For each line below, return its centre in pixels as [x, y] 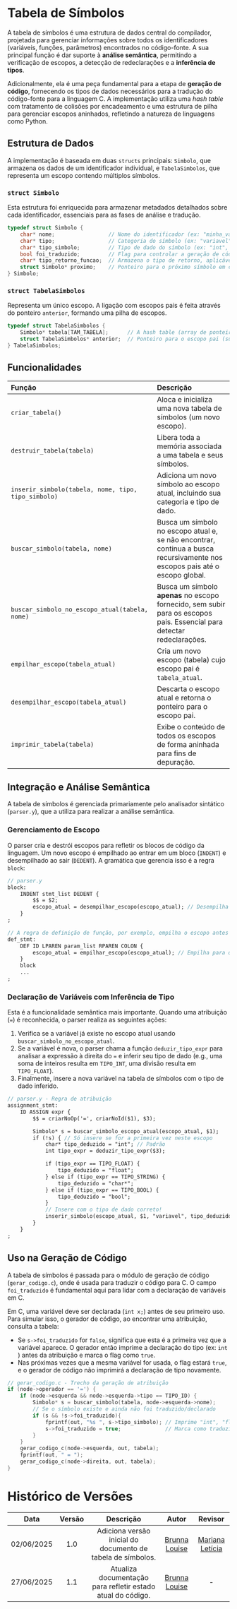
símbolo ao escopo [188, 484]
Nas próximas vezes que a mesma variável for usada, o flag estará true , [122, 1362]
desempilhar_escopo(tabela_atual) [69, 702]
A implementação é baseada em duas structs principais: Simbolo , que [109, 160]
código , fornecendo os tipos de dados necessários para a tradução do [110, 91]
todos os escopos [187, 736]
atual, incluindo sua [189, 493]
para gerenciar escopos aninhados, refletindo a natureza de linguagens [111, 114]
